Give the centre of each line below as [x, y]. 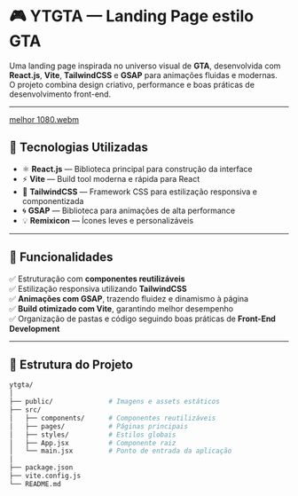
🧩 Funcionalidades [61, 257]
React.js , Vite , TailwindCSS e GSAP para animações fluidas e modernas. [143, 75]
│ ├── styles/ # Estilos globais [93, 435]
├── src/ [25, 410]
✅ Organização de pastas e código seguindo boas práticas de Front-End [143, 319]
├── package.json [41, 468]
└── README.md [35, 484]
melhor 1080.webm [44, 119]
